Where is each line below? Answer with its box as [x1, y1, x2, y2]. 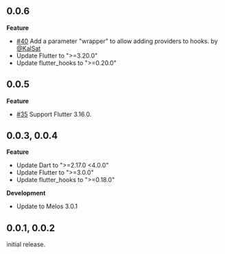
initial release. [6, 240, 46, 249]
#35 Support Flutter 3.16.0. [16, 110, 92, 118]
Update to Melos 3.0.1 [16, 202, 78, 211]
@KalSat [16, 44, 41, 52]
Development [6, 189, 46, 197]
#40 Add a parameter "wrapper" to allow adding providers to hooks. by [16, 37, 218, 45]
